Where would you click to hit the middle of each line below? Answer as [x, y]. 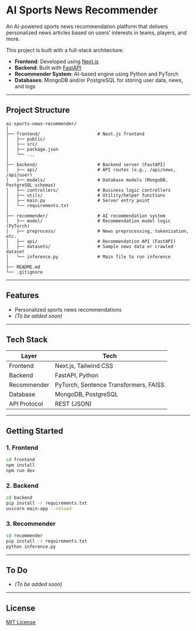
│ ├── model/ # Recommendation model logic [88, 221]
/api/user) [19, 175]
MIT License [21, 622]
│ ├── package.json [32, 149]
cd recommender [24, 536]
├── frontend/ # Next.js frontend [75, 134]
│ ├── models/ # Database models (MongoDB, [87, 180]
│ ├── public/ [26, 139]
